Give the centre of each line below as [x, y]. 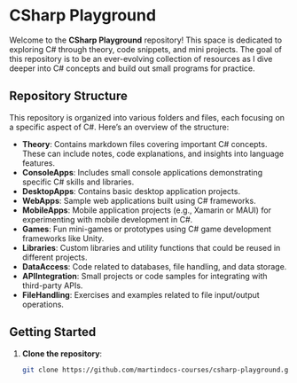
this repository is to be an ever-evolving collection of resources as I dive [141, 59]
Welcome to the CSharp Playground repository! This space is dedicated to [145, 40]
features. [39, 163]
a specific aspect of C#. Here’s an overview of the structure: [119, 127]
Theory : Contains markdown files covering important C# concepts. [145, 144]
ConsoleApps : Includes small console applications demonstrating [142, 172]
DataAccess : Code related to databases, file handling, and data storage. [154, 266]
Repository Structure [69, 96]
